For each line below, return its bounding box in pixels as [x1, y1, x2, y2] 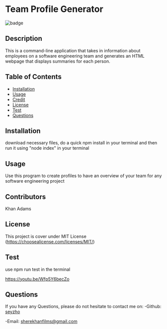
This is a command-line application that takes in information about [5, 47, 141, 53]
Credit [12, 96, 25, 103]
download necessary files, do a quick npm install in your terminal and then [5, 140, 158, 146]
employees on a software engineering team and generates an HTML [5, 53, 145, 59]
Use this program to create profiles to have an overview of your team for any [5, 173, 162, 179]
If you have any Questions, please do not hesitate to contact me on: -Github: [5, 304, 162, 310]
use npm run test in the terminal [5, 266, 71, 272]
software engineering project [5, 178, 65, 184]
